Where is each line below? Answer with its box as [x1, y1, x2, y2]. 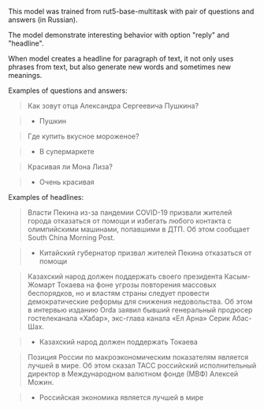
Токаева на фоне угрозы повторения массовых [56, 280, 217, 290]
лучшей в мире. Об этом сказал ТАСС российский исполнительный [27, 361, 257, 370]
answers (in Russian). [8, 15, 78, 24]
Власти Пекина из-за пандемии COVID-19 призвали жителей [27, 208, 232, 217]
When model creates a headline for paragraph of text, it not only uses [8, 54, 234, 63]
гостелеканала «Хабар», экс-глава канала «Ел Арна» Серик [27, 314, 231, 323]
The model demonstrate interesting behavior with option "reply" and [8, 31, 230, 39]
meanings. [8, 71, 43, 79]
